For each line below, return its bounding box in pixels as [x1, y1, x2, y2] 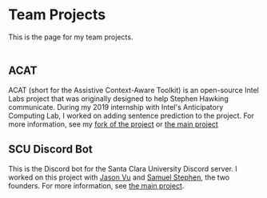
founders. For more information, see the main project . [8, 180, 185, 190]
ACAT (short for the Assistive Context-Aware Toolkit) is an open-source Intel [8, 85, 260, 95]
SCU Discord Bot [8, 143, 94, 156]
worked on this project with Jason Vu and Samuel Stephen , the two [8, 172, 230, 182]
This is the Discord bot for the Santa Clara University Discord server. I [8, 164, 237, 173]
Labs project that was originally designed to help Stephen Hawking [8, 94, 229, 103]
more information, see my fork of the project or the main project [8, 119, 218, 129]
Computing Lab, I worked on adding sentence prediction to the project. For [8, 111, 254, 120]
